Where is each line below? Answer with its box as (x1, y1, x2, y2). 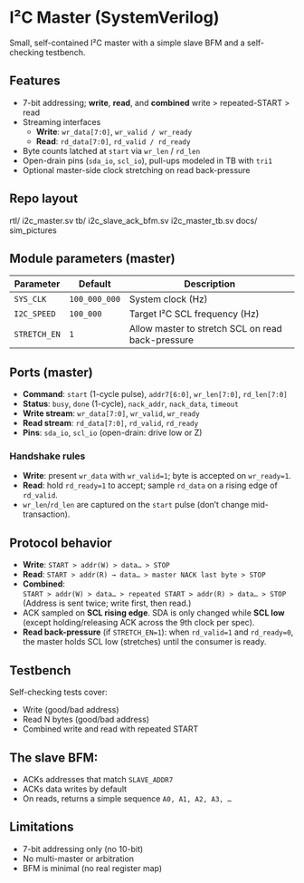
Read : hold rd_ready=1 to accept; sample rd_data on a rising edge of (22, 480, 278, 491)
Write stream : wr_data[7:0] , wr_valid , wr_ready (22, 408, 201, 419)
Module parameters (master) (9, 250, 176, 266)
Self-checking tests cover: (9, 687, 109, 698)
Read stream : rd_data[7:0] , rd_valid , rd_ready (22, 418, 199, 429)
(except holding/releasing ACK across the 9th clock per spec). (22, 617, 255, 628)
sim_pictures (9, 225, 57, 236)
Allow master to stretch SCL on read (128, 323, 282, 335)
